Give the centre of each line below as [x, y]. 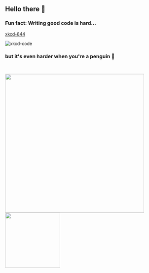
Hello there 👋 [25, 9]
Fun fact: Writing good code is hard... [51, 23]
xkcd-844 [15, 34]
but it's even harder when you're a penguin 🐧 [60, 56]
